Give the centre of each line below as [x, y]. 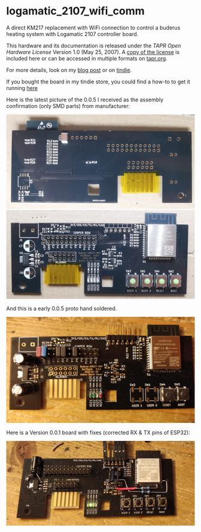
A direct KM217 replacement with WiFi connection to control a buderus [93, 28]
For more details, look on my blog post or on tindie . [69, 70]
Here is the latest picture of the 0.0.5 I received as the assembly [85, 100]
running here [22, 88]
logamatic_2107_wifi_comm [75, 11]
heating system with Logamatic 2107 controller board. [72, 34]
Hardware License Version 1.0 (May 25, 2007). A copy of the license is [93, 52]
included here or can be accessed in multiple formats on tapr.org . [87, 58]
